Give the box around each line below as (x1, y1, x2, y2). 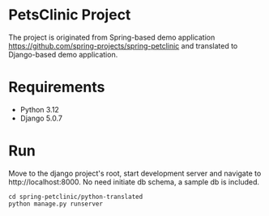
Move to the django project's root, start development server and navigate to (8, 168, 262, 178)
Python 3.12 (19, 104, 59, 114)
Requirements (8, 78, 105, 96)
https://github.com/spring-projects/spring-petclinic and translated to (8, 40, 238, 50)
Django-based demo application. (8, 49, 118, 59)
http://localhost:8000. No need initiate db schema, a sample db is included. (8, 176, 260, 187)
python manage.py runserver (8, 200, 104, 208)
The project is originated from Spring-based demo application (8, 32, 216, 42)
